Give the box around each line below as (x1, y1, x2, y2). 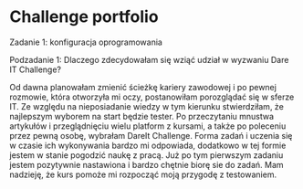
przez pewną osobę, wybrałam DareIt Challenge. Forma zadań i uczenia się (9, 130, 293, 141)
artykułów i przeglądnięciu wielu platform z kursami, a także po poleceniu (9, 121, 287, 131)
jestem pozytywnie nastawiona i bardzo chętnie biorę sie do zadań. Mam (9, 159, 285, 170)
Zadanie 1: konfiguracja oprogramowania (9, 37, 162, 47)
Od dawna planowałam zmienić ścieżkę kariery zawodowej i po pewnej (9, 81, 277, 92)
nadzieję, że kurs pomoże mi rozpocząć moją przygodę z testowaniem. (9, 169, 277, 180)
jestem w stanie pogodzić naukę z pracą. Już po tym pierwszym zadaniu (9, 149, 284, 161)
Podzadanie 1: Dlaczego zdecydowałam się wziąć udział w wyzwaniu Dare (9, 54, 289, 65)
